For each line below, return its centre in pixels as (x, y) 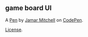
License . (14, 30)
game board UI (28, 8)
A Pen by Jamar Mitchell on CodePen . (44, 20)
